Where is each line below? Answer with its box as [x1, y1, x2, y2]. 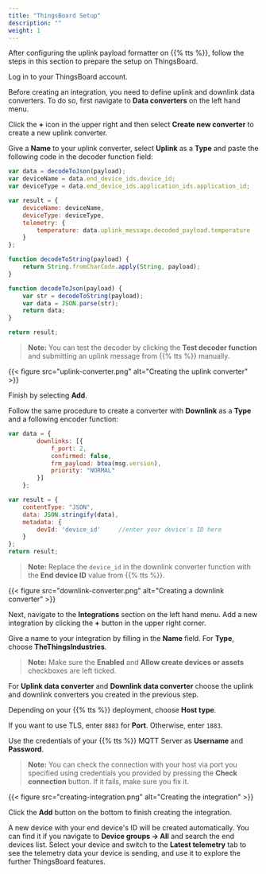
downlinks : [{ [37, 437, 83, 445]
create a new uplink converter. [8, 128, 108, 138]
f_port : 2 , [50, 445, 87, 453]
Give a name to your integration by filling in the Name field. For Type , [8, 634, 234, 643]
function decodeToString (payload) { [8, 255, 129, 263]
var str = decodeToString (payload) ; [22, 292, 145, 300]
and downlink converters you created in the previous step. [8, 689, 199, 699]
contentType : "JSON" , [22, 503, 94, 511]
